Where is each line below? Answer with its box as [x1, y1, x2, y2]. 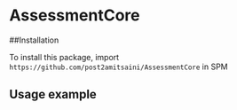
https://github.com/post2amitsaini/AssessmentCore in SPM [9, 61, 228, 72]
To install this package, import [9, 51, 120, 62]
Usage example [9, 87, 98, 102]
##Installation [9, 35, 59, 45]
